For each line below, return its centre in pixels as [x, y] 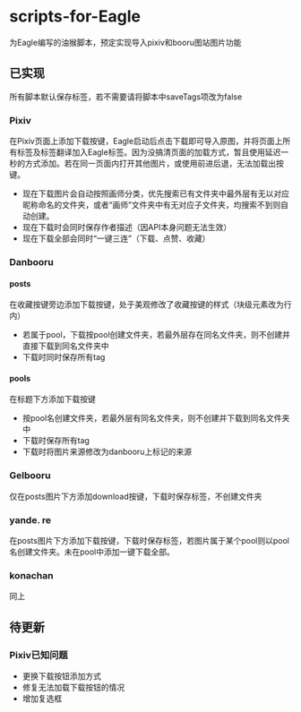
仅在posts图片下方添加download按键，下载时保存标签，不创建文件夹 [136, 496]
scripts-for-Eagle [75, 17]
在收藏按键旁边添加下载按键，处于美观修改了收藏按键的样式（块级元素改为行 [150, 305]
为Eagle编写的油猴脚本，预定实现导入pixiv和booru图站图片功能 [125, 42]
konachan [31, 575]
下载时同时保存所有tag [64, 357]
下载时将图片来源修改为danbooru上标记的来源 [107, 452]
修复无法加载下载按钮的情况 [73, 687]
